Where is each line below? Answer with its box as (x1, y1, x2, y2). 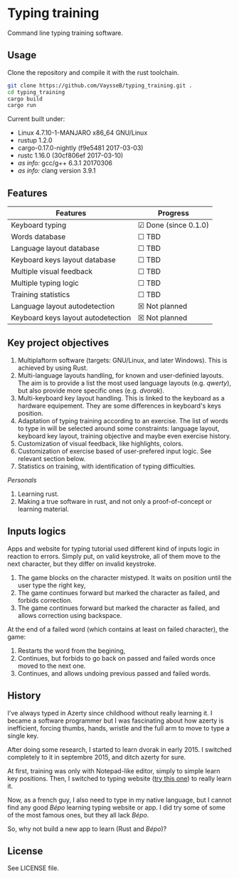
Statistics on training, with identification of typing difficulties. (17, 462, 196, 470)
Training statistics (11, 290, 70, 300)
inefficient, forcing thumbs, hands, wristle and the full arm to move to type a (7, 723, 230, 732)
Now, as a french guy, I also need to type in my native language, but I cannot (7, 795, 232, 804)
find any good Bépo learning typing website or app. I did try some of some (7, 803, 225, 812)
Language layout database (11, 244, 100, 254)
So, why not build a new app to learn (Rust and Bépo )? (7, 825, 167, 833)
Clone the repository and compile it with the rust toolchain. (7, 68, 179, 76)
